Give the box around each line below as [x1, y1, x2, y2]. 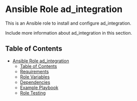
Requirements [20, 68, 49, 74]
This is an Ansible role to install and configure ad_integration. [5, 20, 131, 26]
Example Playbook [20, 84, 59, 90]
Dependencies [20, 79, 50, 85]
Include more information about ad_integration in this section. [5, 30, 132, 36]
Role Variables [20, 74, 50, 80]
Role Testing [20, 89, 46, 96]
